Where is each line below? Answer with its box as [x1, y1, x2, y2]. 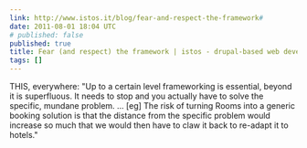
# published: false [9, 30, 84, 39]
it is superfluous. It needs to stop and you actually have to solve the [9, 90, 264, 101]
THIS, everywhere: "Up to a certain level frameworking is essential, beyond [9, 81, 292, 91]
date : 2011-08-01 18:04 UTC [9, 22, 117, 31]
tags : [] [9, 56, 43, 65]
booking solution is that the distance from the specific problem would [9, 111, 271, 121]
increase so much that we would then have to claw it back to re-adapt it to [9, 120, 290, 131]
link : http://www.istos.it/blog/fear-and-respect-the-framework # [9, 13, 263, 23]
